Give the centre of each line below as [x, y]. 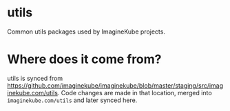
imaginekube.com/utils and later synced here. [72, 100]
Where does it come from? [84, 59]
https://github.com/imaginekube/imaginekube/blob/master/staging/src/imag [115, 85]
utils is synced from [35, 78]
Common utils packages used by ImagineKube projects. [86, 32]
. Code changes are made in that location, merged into [135, 92]
